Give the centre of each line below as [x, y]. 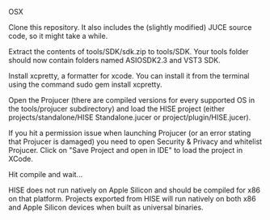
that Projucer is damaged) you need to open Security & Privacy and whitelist [135, 142]
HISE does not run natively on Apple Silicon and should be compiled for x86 [135, 190]
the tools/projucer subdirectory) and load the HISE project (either [116, 109]
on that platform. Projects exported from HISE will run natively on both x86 [132, 199]
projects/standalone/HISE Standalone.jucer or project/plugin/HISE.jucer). [130, 117]
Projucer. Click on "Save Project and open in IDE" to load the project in [126, 150]
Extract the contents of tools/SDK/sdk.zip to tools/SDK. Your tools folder [129, 51]
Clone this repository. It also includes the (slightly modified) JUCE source [130, 27]
